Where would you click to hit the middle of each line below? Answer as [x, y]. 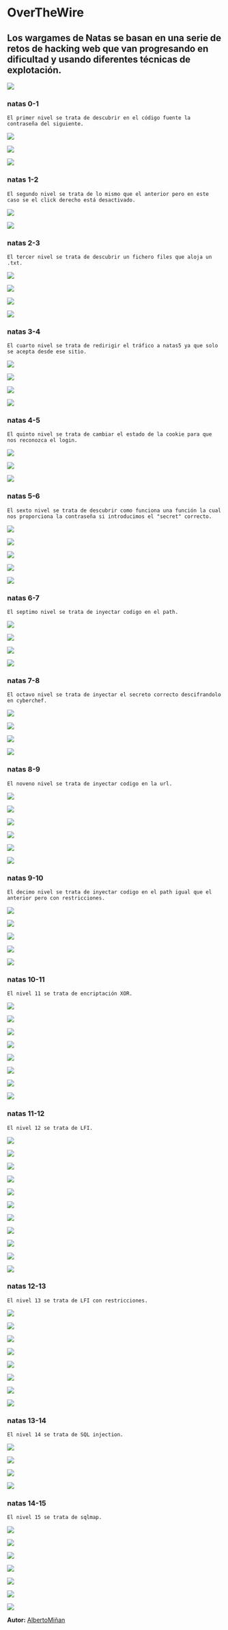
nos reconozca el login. [42, 441]
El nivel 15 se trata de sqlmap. [55, 1518]
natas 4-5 [24, 421]
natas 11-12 [26, 1113]
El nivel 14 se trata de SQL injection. [66, 1435]
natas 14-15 [27, 1503]
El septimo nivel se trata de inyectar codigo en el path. [93, 612]
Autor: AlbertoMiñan [36, 1620]
